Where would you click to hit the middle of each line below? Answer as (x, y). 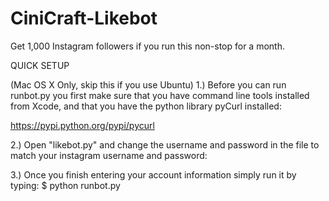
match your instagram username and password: (109, 155)
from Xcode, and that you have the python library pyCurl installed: (146, 106)
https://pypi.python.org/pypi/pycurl (82, 125)
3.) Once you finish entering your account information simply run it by (153, 174)
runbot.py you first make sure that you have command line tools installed (160, 95)
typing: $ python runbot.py (65, 185)
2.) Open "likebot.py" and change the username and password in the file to (165, 144)
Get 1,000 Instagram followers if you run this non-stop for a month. (147, 46)
